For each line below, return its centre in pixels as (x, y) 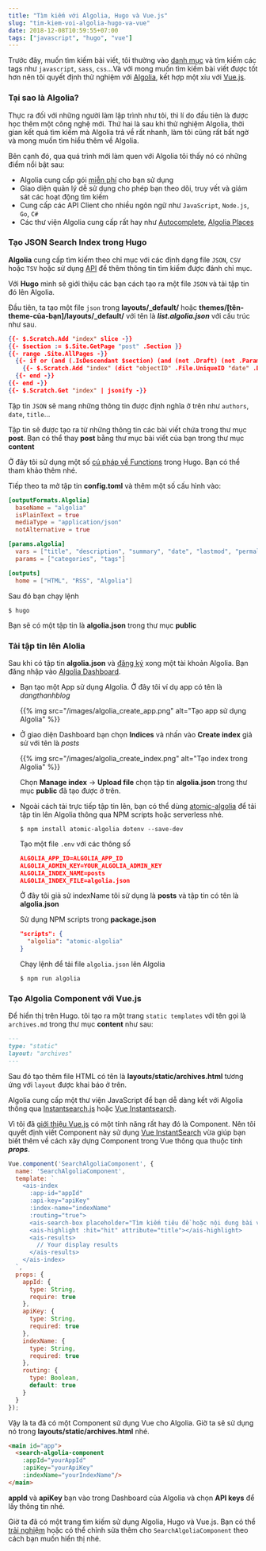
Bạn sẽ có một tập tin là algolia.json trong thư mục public (103, 625)
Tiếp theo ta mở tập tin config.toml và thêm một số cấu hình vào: (115, 485)
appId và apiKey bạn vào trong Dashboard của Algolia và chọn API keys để (131, 1498)
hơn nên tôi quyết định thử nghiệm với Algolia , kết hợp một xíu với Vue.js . (127, 77)
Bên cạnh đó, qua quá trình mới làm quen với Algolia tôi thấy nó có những (128, 156)
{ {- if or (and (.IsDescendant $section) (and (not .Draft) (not (125, 361)
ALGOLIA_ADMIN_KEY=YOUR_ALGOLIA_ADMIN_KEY (91, 866)
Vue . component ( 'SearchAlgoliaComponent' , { (81, 1164)
